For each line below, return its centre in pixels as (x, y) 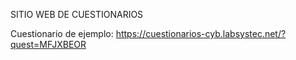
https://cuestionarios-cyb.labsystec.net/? (201, 33)
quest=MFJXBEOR (48, 44)
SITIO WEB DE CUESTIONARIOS (77, 14)
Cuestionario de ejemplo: (62, 33)
